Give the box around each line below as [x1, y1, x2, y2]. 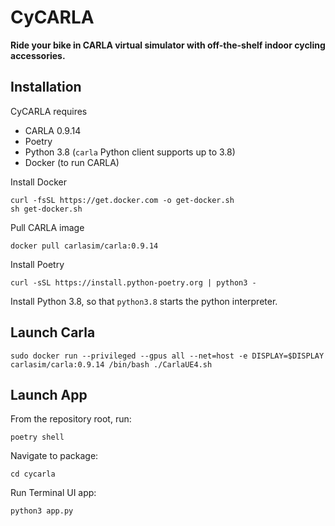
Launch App [10, 386, 88, 403]
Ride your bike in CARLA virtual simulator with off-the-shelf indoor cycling [10, 39, 326, 51]
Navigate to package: [10, 450, 99, 462]
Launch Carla [10, 324, 96, 341]
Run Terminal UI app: [10, 487, 97, 499]
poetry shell [10, 432, 65, 443]
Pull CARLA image [10, 221, 85, 233]
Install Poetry [10, 258, 65, 270]
